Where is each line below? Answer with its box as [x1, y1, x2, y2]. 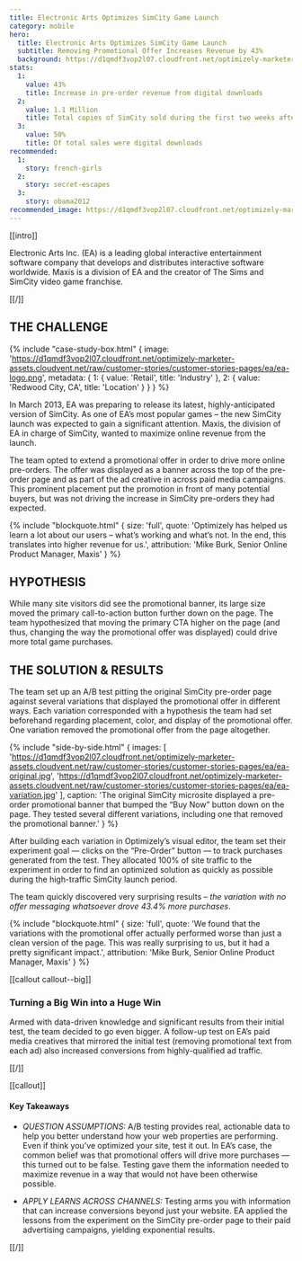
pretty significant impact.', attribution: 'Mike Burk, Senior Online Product [9, 947, 276, 958]
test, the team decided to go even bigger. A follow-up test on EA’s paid [9, 1026, 271, 1037]
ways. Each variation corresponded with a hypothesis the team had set [9, 706, 272, 716]
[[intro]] [9, 230, 38, 241]
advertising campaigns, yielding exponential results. [22, 1224, 216, 1235]
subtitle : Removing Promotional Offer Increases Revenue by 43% [17, 47, 263, 56]
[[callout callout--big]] [9, 974, 92, 985]
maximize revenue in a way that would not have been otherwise [22, 1168, 259, 1179]
